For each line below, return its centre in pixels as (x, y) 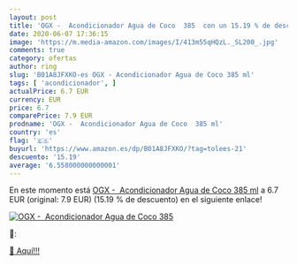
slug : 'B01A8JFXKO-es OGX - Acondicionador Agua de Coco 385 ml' (132, 75)
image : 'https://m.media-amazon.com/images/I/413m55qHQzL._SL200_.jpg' (144, 42)
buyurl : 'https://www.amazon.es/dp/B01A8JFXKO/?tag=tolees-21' (128, 148)
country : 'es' (35, 132)
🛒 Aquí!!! (25, 251)
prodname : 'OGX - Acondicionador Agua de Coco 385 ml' (116, 125)
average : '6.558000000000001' (65, 165)
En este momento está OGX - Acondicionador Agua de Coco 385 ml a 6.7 (144, 190)
